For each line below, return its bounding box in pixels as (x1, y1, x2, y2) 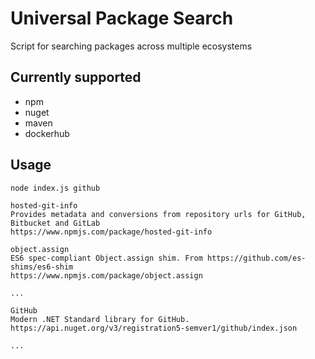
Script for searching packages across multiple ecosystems (10, 40, 253, 52)
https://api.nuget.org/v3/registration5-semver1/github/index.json (10, 323, 298, 333)
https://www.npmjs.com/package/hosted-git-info (10, 227, 213, 237)
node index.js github (10, 183, 101, 193)
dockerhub (24, 127, 70, 139)
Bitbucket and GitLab (10, 218, 101, 228)
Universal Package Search (10, 7, 234, 30)
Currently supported (10, 69, 142, 86)
